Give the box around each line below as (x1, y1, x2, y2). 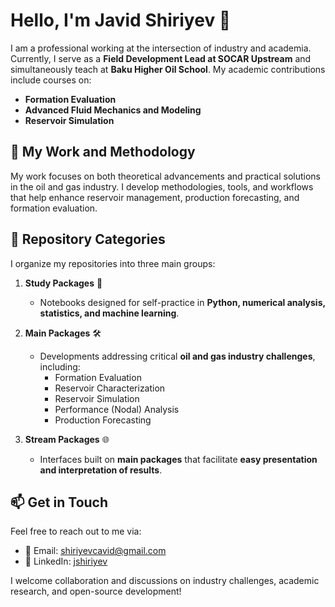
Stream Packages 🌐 (24, 433, 110, 445)
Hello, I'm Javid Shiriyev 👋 (10, 9, 232, 32)
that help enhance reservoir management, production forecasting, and (10, 191, 300, 203)
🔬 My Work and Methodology (10, 144, 196, 161)
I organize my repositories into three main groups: (10, 257, 216, 269)
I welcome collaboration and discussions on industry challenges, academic (10, 575, 320, 587)
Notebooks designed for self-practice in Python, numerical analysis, (39, 296, 326, 308)
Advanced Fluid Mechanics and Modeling (24, 104, 202, 116)
